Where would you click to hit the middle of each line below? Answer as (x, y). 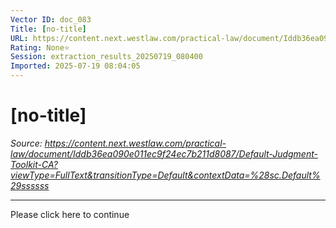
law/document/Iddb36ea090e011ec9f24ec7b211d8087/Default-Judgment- (164, 153)
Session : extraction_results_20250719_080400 (106, 57)
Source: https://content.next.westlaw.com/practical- (118, 143)
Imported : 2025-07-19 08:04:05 (75, 66)
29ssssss (30, 185)
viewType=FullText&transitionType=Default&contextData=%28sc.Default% (165, 175)
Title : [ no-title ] (48, 29)
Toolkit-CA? (34, 164)
